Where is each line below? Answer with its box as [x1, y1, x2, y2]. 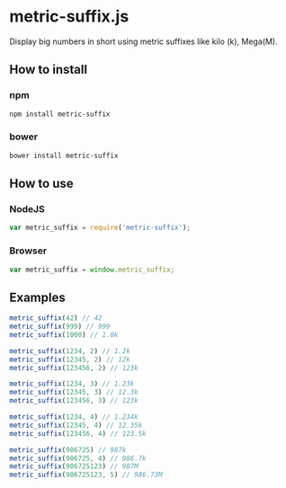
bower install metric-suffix [9, 151, 119, 160]
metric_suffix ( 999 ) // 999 [9, 322, 111, 332]
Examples [9, 289, 66, 305]
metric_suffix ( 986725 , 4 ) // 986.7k [9, 454, 147, 463]
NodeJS [9, 202, 45, 215]
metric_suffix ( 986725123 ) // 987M [9, 462, 139, 471]
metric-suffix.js [9, 6, 130, 27]
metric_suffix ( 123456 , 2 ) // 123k [9, 363, 139, 372]
